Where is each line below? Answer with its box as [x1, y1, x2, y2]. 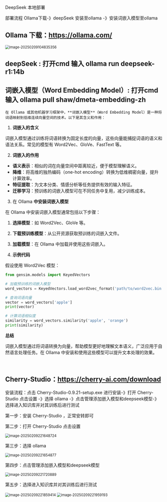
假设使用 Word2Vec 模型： [5, 263, 60, 269]
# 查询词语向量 [5, 295, 32, 300]
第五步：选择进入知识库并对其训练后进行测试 [5, 481, 97, 487]
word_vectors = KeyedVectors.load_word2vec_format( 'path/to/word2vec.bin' [5, 286, 164, 291]
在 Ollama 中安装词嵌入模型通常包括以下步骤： [5, 209, 101, 215]
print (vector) [5, 305, 35, 310]
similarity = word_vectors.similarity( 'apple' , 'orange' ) [5, 318, 128, 323]
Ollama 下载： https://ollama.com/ [5, 31, 113, 40]
